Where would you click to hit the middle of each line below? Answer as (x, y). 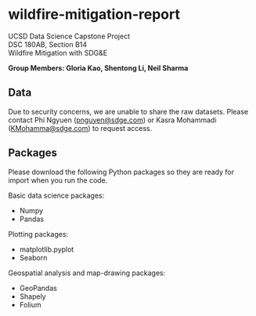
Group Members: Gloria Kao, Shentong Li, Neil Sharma (98, 67)
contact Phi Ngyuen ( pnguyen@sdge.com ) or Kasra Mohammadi (112, 120)
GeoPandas (38, 288)
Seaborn (33, 257)
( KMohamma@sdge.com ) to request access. (80, 128)
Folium (30, 304)
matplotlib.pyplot (47, 249)
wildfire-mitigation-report (94, 15)
